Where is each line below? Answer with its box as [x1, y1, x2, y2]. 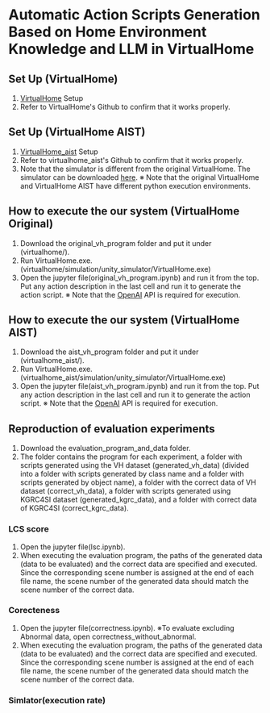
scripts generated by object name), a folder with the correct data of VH [19, 477, 256, 487]
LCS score [8, 523, 50, 535]
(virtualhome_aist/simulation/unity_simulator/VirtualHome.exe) [19, 373, 226, 382]
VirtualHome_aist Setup [19, 147, 98, 156]
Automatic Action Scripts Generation [8, 6, 260, 24]
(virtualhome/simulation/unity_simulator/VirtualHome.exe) [19, 264, 211, 273]
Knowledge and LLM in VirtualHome [8, 40, 255, 58]
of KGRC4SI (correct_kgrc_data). [19, 503, 129, 513]
